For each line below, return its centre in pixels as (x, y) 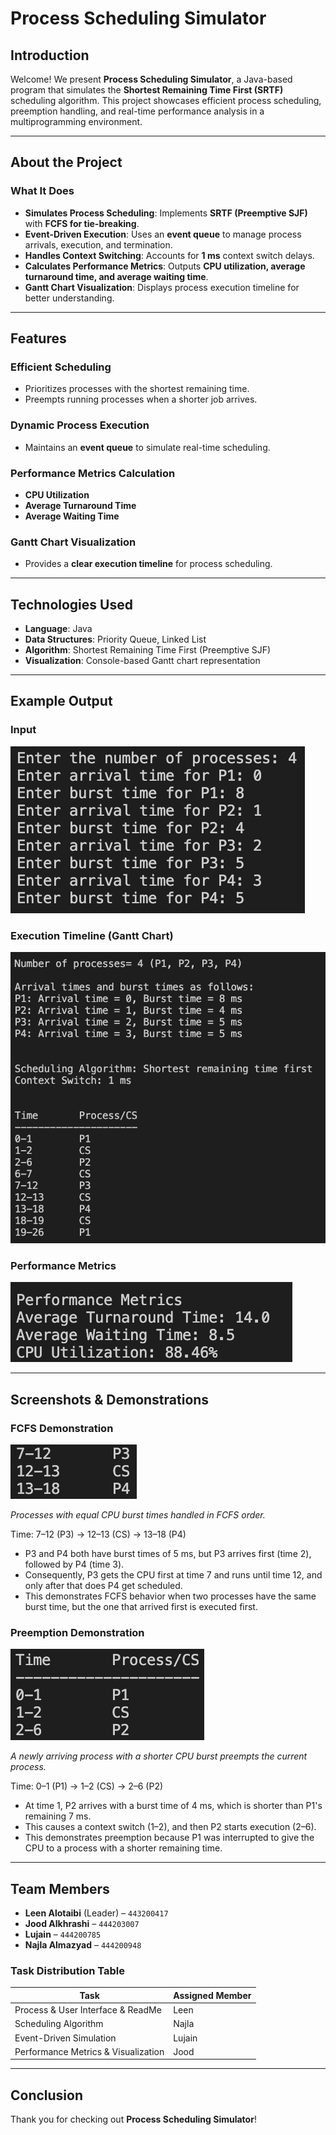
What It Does (42, 191)
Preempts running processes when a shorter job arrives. (141, 399)
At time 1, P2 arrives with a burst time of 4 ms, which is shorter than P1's (173, 1806)
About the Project (66, 162)
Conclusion (47, 2095)
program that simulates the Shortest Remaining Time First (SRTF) (147, 90)
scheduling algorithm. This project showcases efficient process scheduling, (166, 100)
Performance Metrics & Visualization (89, 2051)
